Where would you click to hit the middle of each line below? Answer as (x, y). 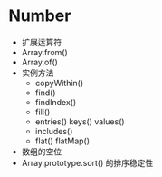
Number (40, 16)
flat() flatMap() (62, 141)
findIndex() (56, 102)
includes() (54, 131)
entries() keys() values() (80, 121)
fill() (43, 112)
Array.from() (45, 52)
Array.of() (39, 62)
